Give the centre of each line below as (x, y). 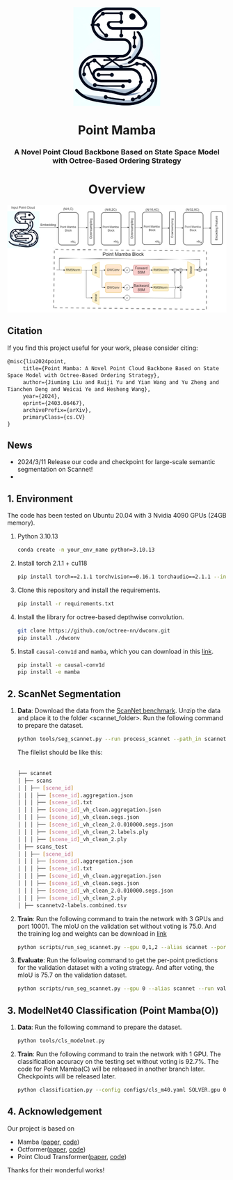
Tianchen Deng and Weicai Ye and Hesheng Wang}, (79, 389)
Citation (25, 331)
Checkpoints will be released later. (66, 1076)
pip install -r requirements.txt (66, 604)
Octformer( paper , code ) (51, 1149)
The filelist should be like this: (60, 752)
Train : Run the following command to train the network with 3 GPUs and (120, 918)
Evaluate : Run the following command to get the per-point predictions (118, 960)
